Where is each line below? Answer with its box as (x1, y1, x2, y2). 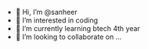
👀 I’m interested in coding (15, 16, 99, 25)
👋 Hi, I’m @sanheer (15, 8, 78, 16)
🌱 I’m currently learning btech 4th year (15, 24, 141, 33)
